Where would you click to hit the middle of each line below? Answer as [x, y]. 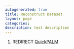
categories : [17, 23]
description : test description [37, 28]
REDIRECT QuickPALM [35, 42]
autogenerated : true [26, 10]
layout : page [18, 19]
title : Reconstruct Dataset [34, 14]
